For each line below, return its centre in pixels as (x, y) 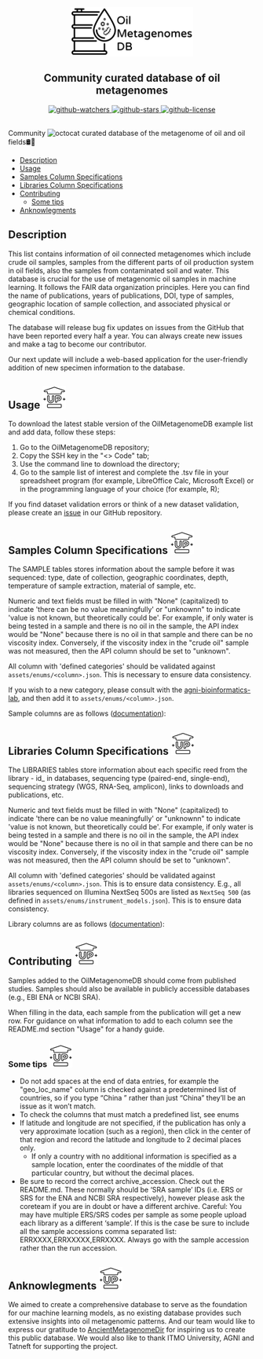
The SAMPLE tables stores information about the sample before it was (122, 570)
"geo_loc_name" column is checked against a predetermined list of (128, 1090)
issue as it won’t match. (58, 1106)
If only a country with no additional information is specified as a (134, 1156)
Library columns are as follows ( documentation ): (86, 924)
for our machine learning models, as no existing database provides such (125, 1313)
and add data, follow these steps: (62, 432)
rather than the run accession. (68, 1248)
